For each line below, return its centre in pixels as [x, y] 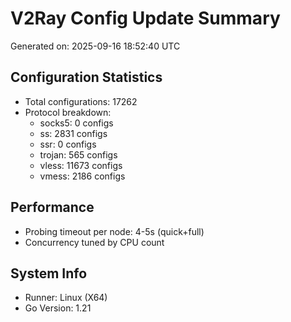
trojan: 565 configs [78, 154]
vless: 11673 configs [81, 165]
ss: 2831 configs [73, 133]
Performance [52, 207]
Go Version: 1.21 [58, 308]
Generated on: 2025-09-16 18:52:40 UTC [95, 46]
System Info [49, 273]
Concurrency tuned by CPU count [94, 242]
